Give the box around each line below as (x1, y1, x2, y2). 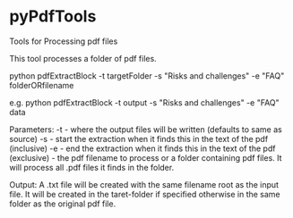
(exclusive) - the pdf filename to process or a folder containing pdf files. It (9, 152, 282, 163)
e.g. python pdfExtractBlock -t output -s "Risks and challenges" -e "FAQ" (9, 96, 280, 108)
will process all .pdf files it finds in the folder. (9, 162, 175, 172)
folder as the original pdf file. (9, 198, 116, 209)
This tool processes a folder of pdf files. (9, 53, 157, 63)
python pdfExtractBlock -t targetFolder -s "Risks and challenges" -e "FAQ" (9, 70, 285, 81)
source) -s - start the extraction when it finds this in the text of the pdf (9, 133, 269, 144)
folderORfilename (9, 80, 74, 90)
